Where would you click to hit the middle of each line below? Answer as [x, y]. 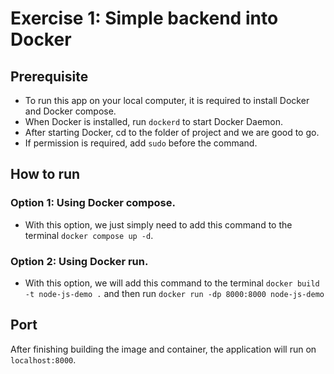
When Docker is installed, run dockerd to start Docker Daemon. [154, 121]
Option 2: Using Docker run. [79, 261]
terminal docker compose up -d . [89, 235]
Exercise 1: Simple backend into [144, 18]
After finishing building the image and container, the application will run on [163, 349]
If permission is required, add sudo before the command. [141, 143]
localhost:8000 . [43, 359]
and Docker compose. [70, 111]
